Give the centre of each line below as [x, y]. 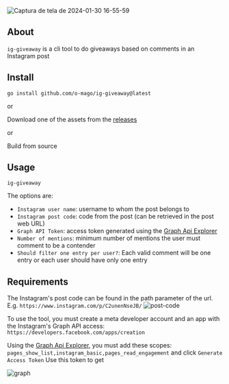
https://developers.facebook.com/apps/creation [76, 333]
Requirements [38, 281]
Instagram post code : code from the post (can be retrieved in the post [115, 217]
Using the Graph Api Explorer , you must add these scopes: [90, 346]
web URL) [31, 224]
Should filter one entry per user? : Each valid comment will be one [114, 253]
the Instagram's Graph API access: [56, 326]
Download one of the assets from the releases [72, 119]
